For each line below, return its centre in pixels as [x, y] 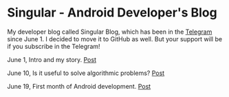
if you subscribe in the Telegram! [54, 46]
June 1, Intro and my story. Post [52, 59]
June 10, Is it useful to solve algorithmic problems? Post [86, 73]
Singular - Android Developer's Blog [112, 13]
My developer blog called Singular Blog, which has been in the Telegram [110, 32]
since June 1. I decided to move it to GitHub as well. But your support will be [115, 39]
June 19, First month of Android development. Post [79, 86]
